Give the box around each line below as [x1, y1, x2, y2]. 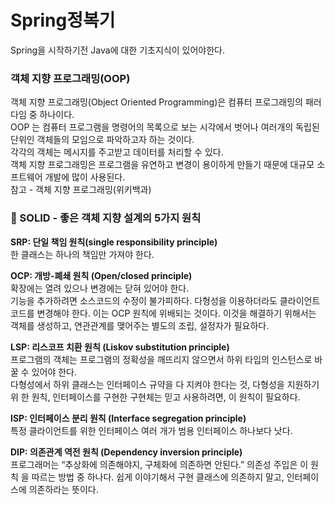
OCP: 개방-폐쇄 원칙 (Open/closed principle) [10, 269, 193, 281]
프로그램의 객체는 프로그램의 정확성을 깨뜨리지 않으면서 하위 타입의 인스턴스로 [10, 353, 313, 365]
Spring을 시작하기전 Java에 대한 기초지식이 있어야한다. [10, 44, 225, 56]
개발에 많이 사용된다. [44, 171, 126, 183]
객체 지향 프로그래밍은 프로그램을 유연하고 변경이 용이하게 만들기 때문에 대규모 [10, 159, 315, 171]
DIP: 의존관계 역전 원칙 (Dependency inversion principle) [10, 446, 243, 458]
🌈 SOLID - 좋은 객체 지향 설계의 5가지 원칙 [10, 211, 202, 225]
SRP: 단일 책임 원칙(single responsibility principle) [10, 236, 218, 248]
